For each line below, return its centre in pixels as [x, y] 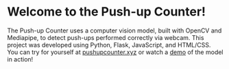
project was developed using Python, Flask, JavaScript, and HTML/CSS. [109, 45]
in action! [20, 59]
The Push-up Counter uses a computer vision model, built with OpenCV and [114, 30]
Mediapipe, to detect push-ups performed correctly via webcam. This [106, 37]
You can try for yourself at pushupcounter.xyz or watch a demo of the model [116, 52]
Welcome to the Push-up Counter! [107, 12]
